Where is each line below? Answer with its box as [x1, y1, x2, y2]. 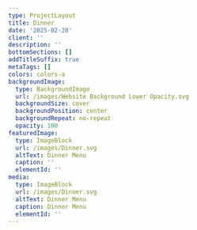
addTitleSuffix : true [8, 56, 80, 64]
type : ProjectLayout [8, 11, 77, 20]
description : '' [8, 41, 62, 49]
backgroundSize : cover [15, 100, 90, 107]
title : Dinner [8, 19, 55, 27]
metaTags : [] [8, 63, 51, 71]
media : [8, 173, 30, 182]
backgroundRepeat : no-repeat [15, 115, 112, 123]
